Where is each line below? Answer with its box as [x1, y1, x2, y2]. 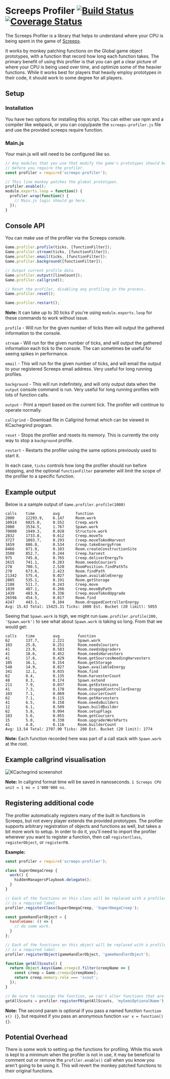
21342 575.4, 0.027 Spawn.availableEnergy [5, 573, 123, 578]
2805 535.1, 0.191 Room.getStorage [5, 578, 110, 583]
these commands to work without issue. [5, 315, 89, 321]
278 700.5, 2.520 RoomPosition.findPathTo [5, 565, 128, 570]
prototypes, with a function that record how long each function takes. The [5, 53, 159, 59]
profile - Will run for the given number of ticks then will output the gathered [5, 325, 164, 331]
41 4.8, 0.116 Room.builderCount [5, 722, 116, 728]
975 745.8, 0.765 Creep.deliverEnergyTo [5, 555, 123, 561]
